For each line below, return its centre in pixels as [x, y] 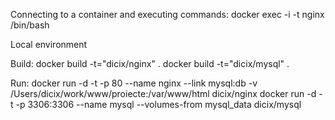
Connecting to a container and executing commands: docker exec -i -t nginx [167, 14]
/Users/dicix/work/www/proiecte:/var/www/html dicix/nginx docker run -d [163, 93]
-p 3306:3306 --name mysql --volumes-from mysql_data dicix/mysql [158, 104]
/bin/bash [30, 25]
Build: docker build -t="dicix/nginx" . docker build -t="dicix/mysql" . [150, 63]
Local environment [49, 44]
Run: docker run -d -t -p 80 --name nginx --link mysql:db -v [134, 83]
